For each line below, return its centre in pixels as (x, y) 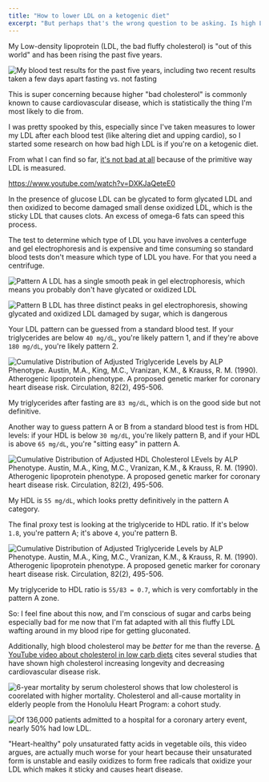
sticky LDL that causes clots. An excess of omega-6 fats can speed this (126, 216)
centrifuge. (27, 265)
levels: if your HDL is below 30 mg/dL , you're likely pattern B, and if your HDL (134, 435)
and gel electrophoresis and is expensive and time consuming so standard (131, 248)
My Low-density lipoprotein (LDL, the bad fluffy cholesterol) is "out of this (130, 46)
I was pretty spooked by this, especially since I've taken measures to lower (132, 127)
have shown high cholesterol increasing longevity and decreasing (116, 663)
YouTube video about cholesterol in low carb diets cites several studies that (133, 655)
